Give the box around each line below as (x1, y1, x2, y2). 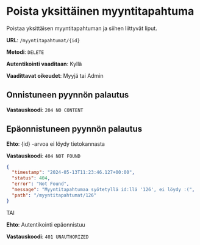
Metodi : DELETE (6, 48, 45, 56)
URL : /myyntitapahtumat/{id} (6, 36, 80, 43)
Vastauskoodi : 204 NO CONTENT (6, 106, 84, 113)
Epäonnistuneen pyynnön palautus (6, 124, 143, 134)
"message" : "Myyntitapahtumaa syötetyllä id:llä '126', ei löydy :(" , (12, 187, 195, 193)
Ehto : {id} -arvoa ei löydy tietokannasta (6, 140, 105, 148)
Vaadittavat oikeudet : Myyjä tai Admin (6, 72, 104, 79)
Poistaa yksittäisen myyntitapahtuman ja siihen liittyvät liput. (6, 24, 157, 32)
